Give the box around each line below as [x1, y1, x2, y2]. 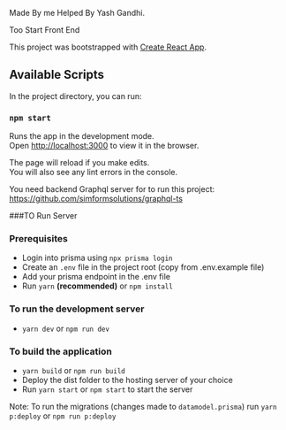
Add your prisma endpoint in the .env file [21, 272, 170, 282]
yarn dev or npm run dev [21, 323, 110, 334]
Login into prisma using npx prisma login [21, 252, 173, 264]
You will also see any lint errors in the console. [9, 167, 178, 178]
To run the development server [9, 303, 145, 315]
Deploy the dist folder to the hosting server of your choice [21, 375, 234, 385]
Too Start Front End [9, 25, 80, 35]
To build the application [9, 345, 112, 357]
